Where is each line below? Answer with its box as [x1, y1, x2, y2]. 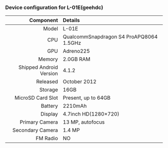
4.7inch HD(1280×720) [62, 111, 119, 118]
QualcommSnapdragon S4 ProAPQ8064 [62, 33, 158, 40]
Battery [40, 103, 58, 110]
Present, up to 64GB [62, 94, 111, 101]
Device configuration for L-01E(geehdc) [5, 4, 103, 11]
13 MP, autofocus [62, 119, 105, 126]
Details [62, 17, 80, 24]
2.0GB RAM [62, 56, 91, 63]
